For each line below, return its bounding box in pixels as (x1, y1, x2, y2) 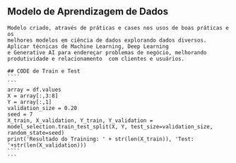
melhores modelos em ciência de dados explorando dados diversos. (7, 37, 207, 44)
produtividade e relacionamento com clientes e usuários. (7, 55, 185, 62)
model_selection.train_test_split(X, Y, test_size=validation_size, (7, 123, 213, 130)
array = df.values (7, 86, 61, 93)
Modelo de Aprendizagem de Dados (7, 6, 169, 18)
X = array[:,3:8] (7, 92, 59, 99)
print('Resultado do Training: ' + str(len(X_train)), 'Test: (7, 135, 194, 143)
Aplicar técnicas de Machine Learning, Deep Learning (7, 42, 170, 50)
